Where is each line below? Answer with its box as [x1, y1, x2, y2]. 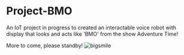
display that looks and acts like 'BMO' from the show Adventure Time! [6, 30, 179, 37]
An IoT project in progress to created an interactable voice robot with [6, 24, 177, 31]
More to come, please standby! [6, 42, 83, 49]
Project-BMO [6, 4, 73, 18]
